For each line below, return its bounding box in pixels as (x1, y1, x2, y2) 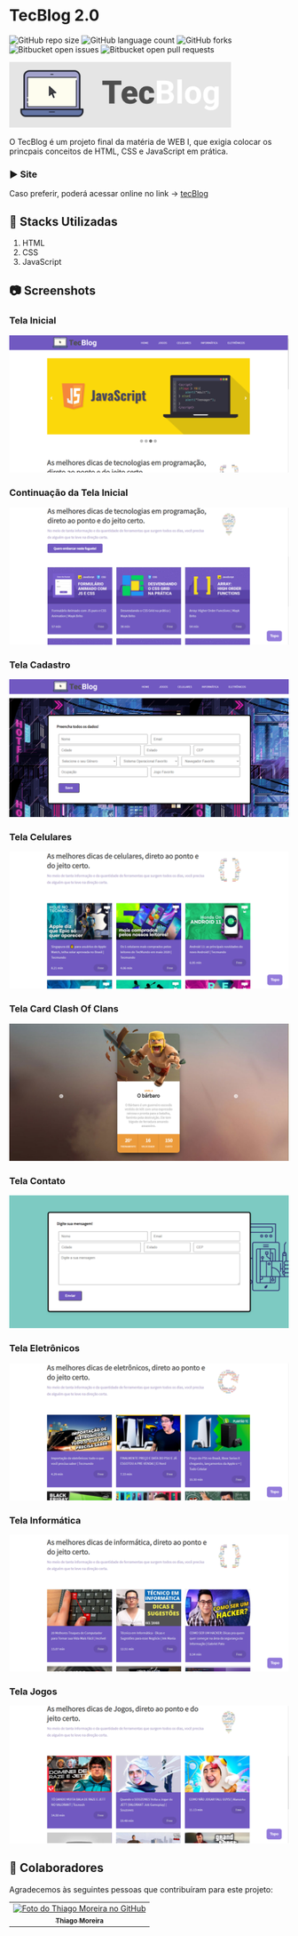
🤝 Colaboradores (9, 1860, 105, 1876)
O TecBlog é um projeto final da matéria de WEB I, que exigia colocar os (9, 136, 272, 147)
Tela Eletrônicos (9, 1342, 81, 1355)
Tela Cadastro (9, 659, 71, 671)
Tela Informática (9, 1514, 82, 1526)
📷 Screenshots (9, 284, 96, 299)
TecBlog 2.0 (9, 5, 100, 26)
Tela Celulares (9, 830, 73, 843)
